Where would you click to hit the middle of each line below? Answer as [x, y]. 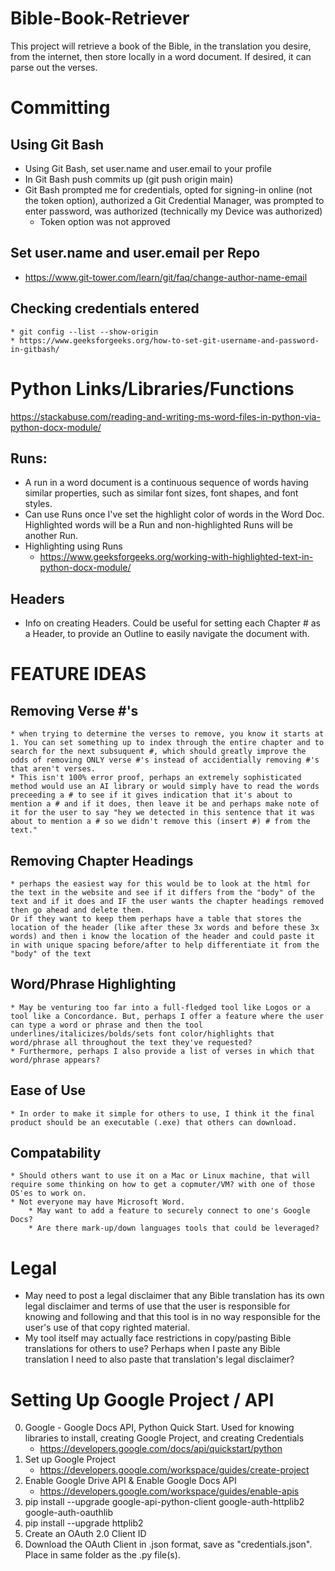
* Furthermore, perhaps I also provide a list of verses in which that [162, 1051]
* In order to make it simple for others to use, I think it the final [162, 1113]
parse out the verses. [54, 67]
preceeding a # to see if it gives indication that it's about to [151, 795]
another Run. [51, 536]
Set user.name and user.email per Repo [135, 253]
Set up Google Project [70, 1459]
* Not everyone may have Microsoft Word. [98, 1202]
